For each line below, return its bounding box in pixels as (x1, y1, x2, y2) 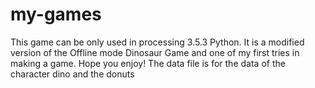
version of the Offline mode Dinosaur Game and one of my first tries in (10, 46, 300, 58)
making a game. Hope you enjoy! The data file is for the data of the (10, 57, 286, 69)
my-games (10, 3, 102, 26)
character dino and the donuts (10, 68, 135, 80)
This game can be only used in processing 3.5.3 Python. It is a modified (10, 36, 305, 48)
